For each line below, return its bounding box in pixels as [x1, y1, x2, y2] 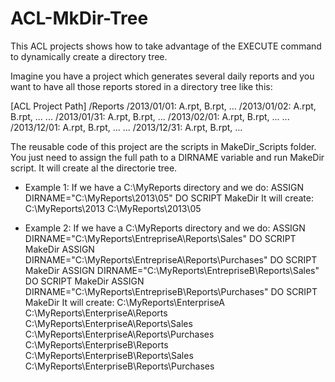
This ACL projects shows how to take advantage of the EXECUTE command [10, 40, 322, 52]
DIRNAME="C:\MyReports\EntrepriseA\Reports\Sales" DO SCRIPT [24, 232, 297, 244]
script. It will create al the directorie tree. [10, 162, 178, 174]
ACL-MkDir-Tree [10, 7, 149, 30]
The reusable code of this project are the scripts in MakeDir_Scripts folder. [10, 140, 317, 152]
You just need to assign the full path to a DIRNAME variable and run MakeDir [10, 151, 325, 163]
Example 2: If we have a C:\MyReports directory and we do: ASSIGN [24, 222, 306, 234]
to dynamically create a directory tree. [10, 50, 168, 62]
